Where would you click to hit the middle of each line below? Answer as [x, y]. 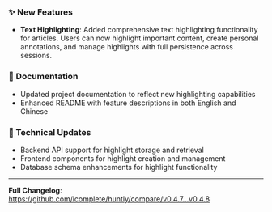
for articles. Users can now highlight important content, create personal [139, 38]
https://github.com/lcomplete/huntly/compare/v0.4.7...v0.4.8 [109, 199]
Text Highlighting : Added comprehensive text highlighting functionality [139, 30]
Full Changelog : [35, 190]
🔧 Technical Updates [50, 132]
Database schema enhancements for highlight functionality [119, 167]
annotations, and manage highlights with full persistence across [126, 47]
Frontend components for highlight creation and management [123, 158]
